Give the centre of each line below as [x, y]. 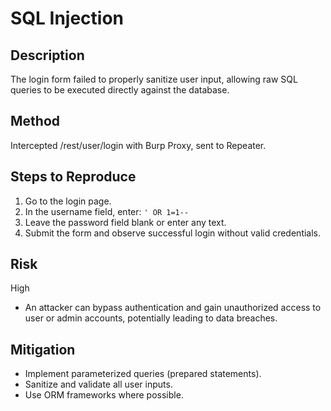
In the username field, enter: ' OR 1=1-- [107, 211]
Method [35, 121]
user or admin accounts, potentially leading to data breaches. [151, 318]
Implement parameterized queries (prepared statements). [143, 374]
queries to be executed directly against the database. [120, 90]
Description [47, 55]
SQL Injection [67, 18]
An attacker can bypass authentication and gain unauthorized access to [173, 308]
